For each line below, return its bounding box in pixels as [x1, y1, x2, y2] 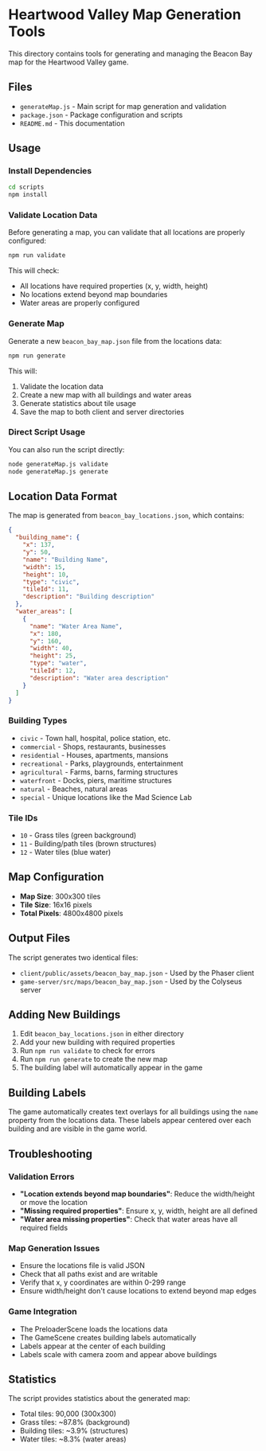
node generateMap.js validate [8, 460, 109, 468]
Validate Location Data [8, 209, 98, 220]
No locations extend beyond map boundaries [19, 290, 168, 299]
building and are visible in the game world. [8, 1124, 147, 1133]
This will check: [8, 266, 60, 275]
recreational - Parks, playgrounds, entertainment [19, 759, 184, 768]
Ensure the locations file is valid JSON [19, 1261, 145, 1270]
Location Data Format [8, 490, 118, 503]
